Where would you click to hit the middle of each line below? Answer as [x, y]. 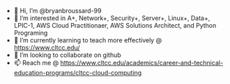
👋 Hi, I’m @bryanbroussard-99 [58, 11]
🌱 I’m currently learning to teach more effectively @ [88, 40]
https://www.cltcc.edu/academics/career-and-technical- [142, 63]
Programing [31, 33]
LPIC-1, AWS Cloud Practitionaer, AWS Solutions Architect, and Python [115, 25]
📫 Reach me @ [36, 63]
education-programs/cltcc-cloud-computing [78, 73]
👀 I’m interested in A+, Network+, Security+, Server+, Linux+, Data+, [112, 18]
